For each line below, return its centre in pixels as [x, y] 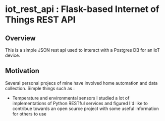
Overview [21, 38]
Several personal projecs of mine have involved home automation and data [81, 83]
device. [13, 55]
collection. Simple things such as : [40, 88]
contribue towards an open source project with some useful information [85, 109]
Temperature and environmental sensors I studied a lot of [71, 98]
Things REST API [40, 20]
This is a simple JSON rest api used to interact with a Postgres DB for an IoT [82, 50]
